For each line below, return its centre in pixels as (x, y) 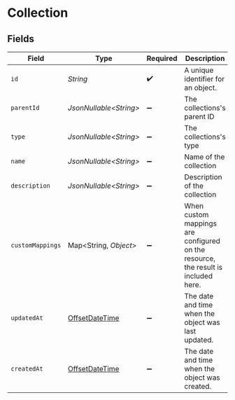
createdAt (27, 369)
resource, (200, 258)
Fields (21, 39)
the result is (204, 267)
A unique (199, 70)
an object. (200, 88)
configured (202, 241)
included (199, 276)
